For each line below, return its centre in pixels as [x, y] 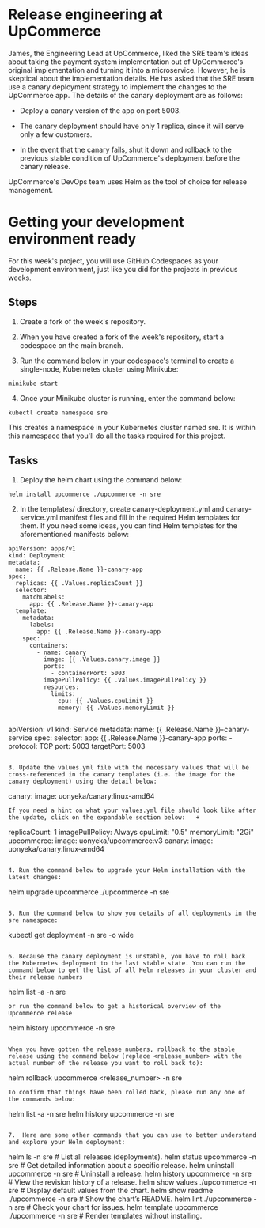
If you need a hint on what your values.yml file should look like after [132, 810]
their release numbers [45, 977]
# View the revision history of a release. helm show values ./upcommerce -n [132, 1182]
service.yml [38, 517]
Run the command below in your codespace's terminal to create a [127, 361]
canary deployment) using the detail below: [83, 781]
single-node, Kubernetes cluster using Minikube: [99, 368]
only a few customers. [56, 134]
